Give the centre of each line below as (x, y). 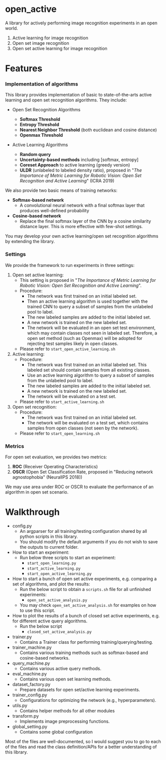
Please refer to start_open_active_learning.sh (67, 348)
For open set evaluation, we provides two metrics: (56, 457)
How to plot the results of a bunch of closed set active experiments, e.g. (86, 615)
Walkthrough (32, 512)
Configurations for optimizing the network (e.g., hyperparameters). (88, 700)
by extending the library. (30, 242)
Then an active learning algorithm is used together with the (87, 301)
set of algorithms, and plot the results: (51, 584)
